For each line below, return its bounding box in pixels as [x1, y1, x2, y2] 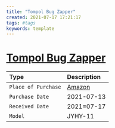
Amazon [67, 83, 91, 92]
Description [67, 73, 101, 81]
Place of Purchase [9, 84, 61, 90]
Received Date [9, 103, 49, 110]
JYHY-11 [67, 112, 94, 120]
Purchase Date [9, 93, 49, 100]
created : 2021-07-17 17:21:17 [6, 14, 82, 20]
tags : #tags [6, 20, 36, 26]
